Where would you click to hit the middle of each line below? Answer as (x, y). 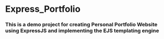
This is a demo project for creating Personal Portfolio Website (81, 25)
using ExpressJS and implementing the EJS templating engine (82, 31)
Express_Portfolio (43, 9)
